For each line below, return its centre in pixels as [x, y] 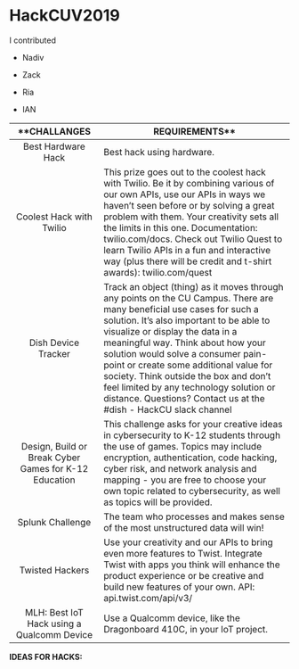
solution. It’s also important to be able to [187, 320]
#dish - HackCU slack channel [168, 409]
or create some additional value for [200, 365]
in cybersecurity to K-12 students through [192, 435]
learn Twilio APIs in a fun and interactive [187, 250]
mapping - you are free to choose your [185, 480]
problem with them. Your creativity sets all [191, 217]
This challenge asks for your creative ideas [193, 424]
